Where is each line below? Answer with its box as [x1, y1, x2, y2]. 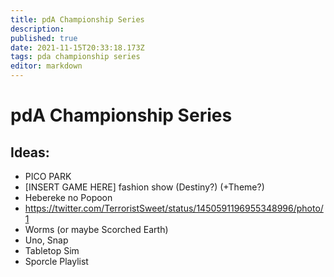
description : [10, 24, 65, 34]
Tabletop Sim [24, 245, 80, 256]
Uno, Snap [24, 234, 69, 246]
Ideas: [10, 144, 50, 161]
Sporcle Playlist [24, 256, 89, 267]
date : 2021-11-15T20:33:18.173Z [10, 42, 145, 53]
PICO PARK [24, 171, 72, 182]
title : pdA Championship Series [10, 14, 145, 25]
